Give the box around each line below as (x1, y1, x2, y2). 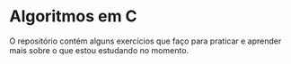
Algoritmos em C (9, 6, 137, 27)
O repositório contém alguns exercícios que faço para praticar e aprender (9, 36, 282, 46)
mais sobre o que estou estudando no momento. (9, 44, 190, 55)
